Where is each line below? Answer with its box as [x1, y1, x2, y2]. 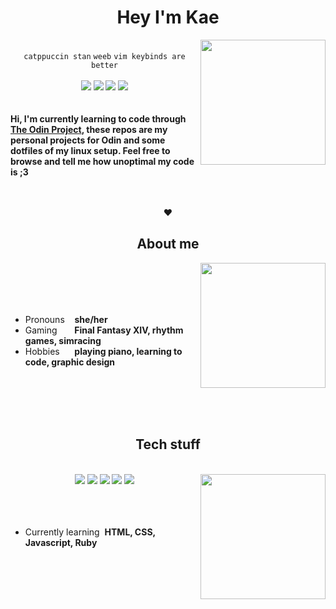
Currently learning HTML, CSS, [24, 526, 156, 538]
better [91, 60, 118, 70]
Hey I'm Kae [116, 6, 220, 29]
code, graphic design [24, 356, 116, 368]
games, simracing [24, 334, 102, 346]
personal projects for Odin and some [10, 134, 166, 146]
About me [136, 236, 200, 253]
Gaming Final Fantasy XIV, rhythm [24, 324, 184, 336]
